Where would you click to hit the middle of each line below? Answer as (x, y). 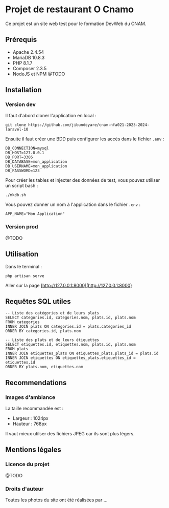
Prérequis (21, 40)
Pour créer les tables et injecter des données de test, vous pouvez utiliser (83, 180)
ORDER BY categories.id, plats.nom (43, 331)
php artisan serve (25, 276)
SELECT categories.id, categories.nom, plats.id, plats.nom (71, 318)
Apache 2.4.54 (28, 52)
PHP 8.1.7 (22, 63)
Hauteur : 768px (30, 424)
